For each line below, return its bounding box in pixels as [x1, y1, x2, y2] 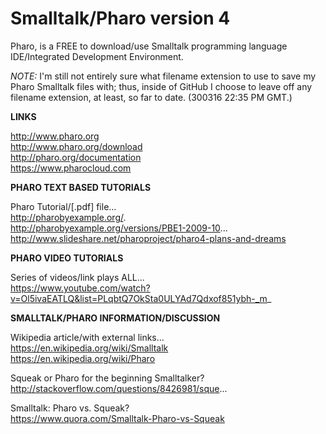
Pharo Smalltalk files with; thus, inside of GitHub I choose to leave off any [10, 80, 313, 92]
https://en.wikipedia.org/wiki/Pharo [10, 352, 156, 364]
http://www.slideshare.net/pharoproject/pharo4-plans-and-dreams [10, 232, 287, 244]
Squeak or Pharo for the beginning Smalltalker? [10, 372, 205, 384]
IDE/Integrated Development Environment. [10, 50, 184, 62]
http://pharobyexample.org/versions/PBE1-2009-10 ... [10, 222, 228, 234]
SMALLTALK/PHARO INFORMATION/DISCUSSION [10, 312, 221, 324]
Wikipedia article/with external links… [10, 331, 165, 343]
